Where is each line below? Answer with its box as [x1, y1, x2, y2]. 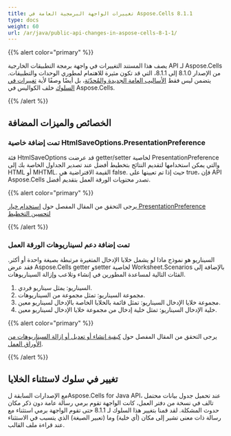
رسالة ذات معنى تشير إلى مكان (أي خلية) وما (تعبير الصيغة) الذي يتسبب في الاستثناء [8, 413, 221, 422]
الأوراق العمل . [8, 339, 43, 348]
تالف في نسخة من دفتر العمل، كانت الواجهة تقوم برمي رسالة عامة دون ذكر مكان [8, 399, 214, 407]
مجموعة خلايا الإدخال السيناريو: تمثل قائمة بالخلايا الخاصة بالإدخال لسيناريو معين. [17, 298, 221, 307]
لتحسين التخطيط [8, 209, 51, 217]
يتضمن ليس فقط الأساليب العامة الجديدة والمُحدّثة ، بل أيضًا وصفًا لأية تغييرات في [8, 77, 212, 85]
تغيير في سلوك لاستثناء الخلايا [8, 373, 118, 385]
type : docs [8, 17, 39, 23]
